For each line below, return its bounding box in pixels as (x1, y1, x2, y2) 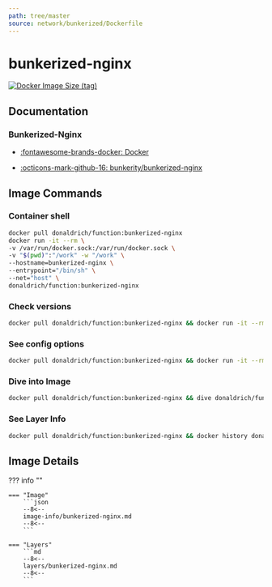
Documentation (8, 104, 89, 118)
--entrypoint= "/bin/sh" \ (8, 266, 96, 275)
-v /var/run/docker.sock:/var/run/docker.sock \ (8, 244, 176, 252)
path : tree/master (8, 11, 70, 20)
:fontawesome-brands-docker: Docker (19, 147, 150, 157)
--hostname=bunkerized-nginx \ (8, 259, 114, 267)
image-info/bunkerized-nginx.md (23, 513, 132, 521)
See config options (8, 338, 85, 349)
